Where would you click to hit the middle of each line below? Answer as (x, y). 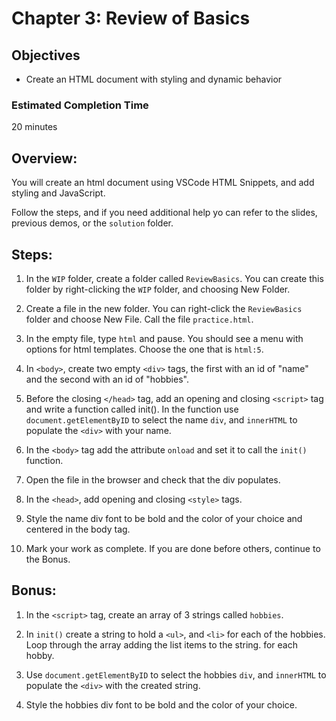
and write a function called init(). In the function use (132, 409)
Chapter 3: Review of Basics (131, 18)
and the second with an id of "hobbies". (107, 379)
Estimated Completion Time (80, 105)
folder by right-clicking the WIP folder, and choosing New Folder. (158, 289)
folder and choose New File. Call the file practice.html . (139, 319)
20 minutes (34, 127)
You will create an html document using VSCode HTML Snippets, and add (163, 183)
